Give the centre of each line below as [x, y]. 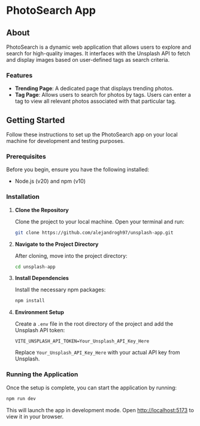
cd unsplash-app [35, 267]
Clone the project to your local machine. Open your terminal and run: [99, 221]
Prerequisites [26, 157]
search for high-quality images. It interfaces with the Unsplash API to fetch [98, 53]
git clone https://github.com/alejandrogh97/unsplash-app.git [94, 233]
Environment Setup [40, 312]
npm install [30, 301]
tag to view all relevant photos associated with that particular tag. [96, 101]
